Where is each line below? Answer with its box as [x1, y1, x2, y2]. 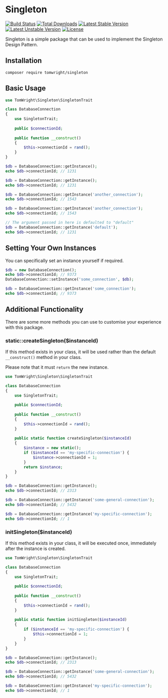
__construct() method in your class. [5, 354, 82, 360]
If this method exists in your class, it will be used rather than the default [5, 348, 156, 355]
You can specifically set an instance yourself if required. [5, 257, 124, 263]
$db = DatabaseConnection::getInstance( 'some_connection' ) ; [5, 286, 137, 291]
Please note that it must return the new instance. [5, 364, 109, 370]
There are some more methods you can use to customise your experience [5, 318, 161, 325]
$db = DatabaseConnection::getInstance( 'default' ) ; [5, 224, 118, 230]
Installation [5, 56, 42, 65]
